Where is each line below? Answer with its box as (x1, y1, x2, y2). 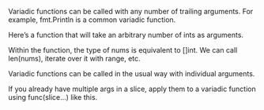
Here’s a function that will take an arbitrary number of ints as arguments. (8, 31, 243, 39)
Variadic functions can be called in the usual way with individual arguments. (8, 69, 255, 78)
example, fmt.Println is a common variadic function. (8, 15, 176, 24)
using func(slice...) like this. (8, 93, 98, 101)
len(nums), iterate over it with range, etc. (8, 54, 141, 63)
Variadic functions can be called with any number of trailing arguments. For (8, 7, 254, 16)
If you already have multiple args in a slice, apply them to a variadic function (8, 84, 256, 93)
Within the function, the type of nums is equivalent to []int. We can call (8, 46, 238, 54)
